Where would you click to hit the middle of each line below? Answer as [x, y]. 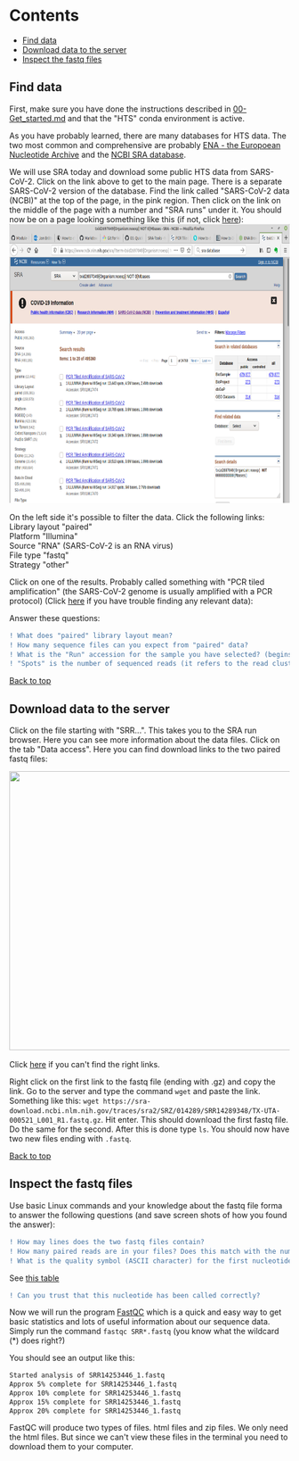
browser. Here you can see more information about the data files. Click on [145, 740]
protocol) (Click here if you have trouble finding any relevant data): [131, 601]
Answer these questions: [55, 618]
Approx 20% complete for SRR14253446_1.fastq [95, 1411]
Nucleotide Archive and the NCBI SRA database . [98, 154]
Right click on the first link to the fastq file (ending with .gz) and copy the [142, 1082]
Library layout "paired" [51, 527]
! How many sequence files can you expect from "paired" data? [129, 645]
